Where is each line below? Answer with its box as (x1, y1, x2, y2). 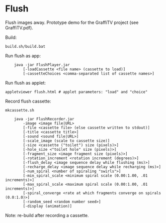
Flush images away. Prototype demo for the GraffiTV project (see (5, 19, 139, 25)
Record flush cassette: (5, 98, 51, 104)
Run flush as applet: (5, 80, 46, 86)
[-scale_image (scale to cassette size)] (23, 138, 110, 143)
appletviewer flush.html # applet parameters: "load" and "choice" (5, 89, 148, 95)
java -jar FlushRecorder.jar (14, 116, 75, 121)
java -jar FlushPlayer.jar (14, 62, 70, 67)
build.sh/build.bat (5, 44, 46, 49)
